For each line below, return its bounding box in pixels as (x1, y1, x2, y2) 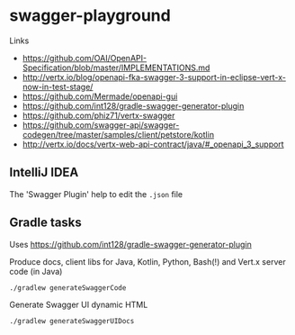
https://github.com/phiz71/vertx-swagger (22, 110, 175, 121)
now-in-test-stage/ (22, 81, 94, 92)
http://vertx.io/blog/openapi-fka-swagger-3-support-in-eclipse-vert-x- (22, 71, 286, 82)
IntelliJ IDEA (9, 165, 79, 180)
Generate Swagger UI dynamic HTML (9, 299, 148, 310)
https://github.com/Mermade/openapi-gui (22, 91, 178, 102)
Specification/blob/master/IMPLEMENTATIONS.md (22, 62, 210, 73)
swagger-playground (9, 5, 171, 26)
